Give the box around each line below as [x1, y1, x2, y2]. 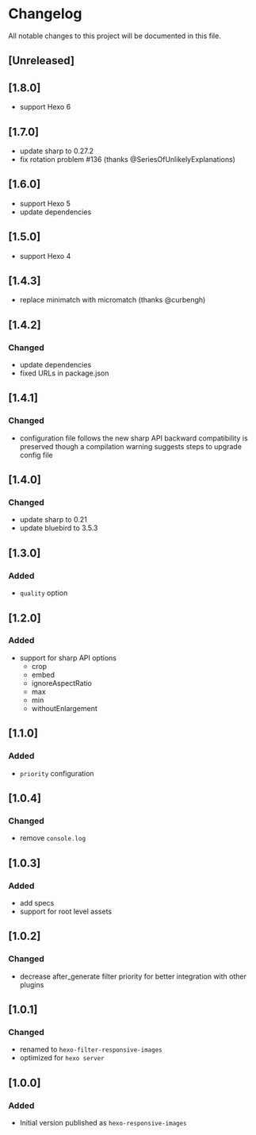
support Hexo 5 [19, 198, 71, 208]
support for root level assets [19, 906, 113, 916]
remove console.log [19, 833, 86, 843]
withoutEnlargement [31, 703, 97, 713]
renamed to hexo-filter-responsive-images [19, 1045, 162, 1054]
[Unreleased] [8, 54, 75, 67]
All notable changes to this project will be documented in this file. [8, 31, 222, 40]
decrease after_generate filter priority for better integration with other [19, 971, 247, 981]
